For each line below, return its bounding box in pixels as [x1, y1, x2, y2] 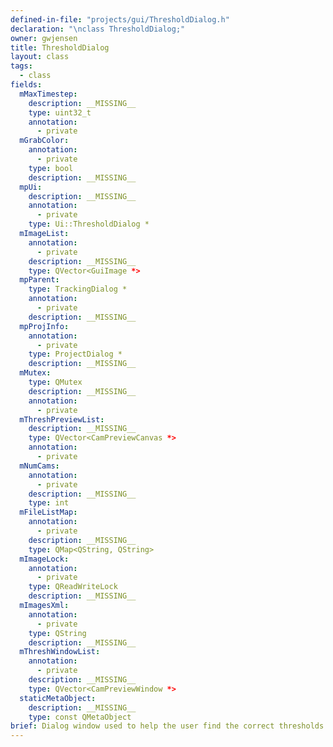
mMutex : [19, 368, 52, 378]
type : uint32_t [28, 107, 92, 118]
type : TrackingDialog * [28, 284, 128, 295]
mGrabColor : [19, 136, 70, 146]
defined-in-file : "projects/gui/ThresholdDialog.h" [10, 14, 230, 25]
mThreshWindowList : [19, 647, 101, 657]
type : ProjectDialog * [28, 349, 123, 360]
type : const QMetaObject [28, 712, 132, 722]
